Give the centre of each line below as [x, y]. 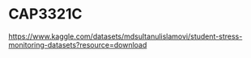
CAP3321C [45, 14]
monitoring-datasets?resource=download [78, 44]
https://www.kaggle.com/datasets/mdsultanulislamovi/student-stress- [125, 36]
